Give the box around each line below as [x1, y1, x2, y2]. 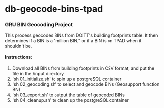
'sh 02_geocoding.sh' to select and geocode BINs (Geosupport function [12, 81, 160, 87]
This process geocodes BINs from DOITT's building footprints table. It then [5, 32, 158, 38]
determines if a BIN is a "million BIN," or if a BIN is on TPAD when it [5, 38, 142, 44]
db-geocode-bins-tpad [5, 3, 103, 15]
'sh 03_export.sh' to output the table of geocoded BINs [12, 92, 125, 98]
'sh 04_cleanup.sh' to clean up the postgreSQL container [12, 97, 129, 103]
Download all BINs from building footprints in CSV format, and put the [12, 65, 155, 71]
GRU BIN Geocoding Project [5, 21, 73, 28]
